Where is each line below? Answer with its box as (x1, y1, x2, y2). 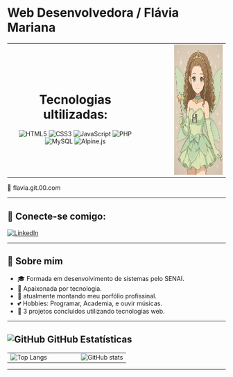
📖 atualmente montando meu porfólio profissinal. (17, 291, 157, 300)
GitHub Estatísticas (47, 334, 132, 346)
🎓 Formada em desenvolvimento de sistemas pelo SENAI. (17, 274, 185, 282)
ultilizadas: (42, 106, 107, 122)
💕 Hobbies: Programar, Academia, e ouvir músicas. (17, 299, 163, 307)
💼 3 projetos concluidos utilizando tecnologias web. (17, 307, 165, 315)
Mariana (7, 19, 56, 35)
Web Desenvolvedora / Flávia (7, 5, 179, 21)
